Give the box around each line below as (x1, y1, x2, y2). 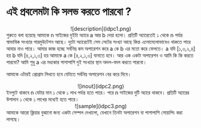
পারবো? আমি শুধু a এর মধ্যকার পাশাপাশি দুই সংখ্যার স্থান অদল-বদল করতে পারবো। (6, 58, 147, 66)
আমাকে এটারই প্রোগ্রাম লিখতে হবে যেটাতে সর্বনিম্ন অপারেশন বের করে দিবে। (6, 70, 131, 78)
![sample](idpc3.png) (74, 102, 127, 109)
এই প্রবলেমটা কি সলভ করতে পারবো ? (6, 5, 132, 19)
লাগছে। (6, 115, 21, 123)
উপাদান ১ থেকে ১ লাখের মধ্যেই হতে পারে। (6, 96, 79, 103)
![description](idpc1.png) (70, 25, 131, 32)
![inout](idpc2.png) (77, 82, 124, 90)
